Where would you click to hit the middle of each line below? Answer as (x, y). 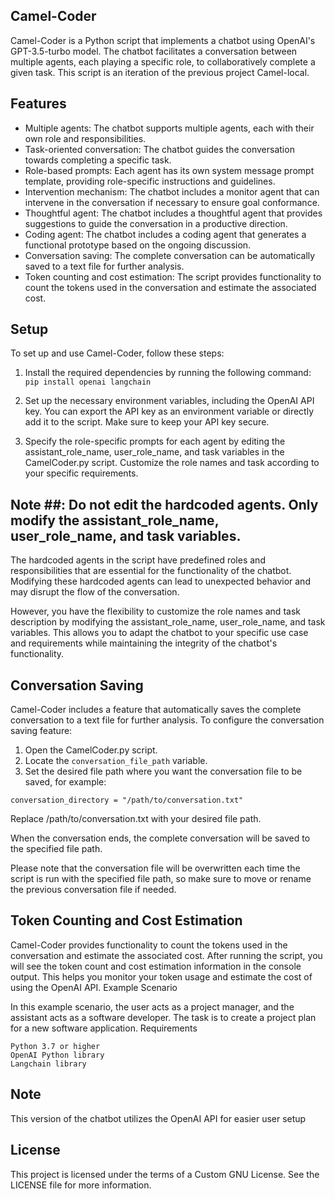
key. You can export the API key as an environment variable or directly (169, 411)
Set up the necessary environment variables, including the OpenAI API (169, 401)
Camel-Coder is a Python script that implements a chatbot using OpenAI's (163, 40)
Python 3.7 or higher (55, 1046)
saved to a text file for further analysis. (104, 266)
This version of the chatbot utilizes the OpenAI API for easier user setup (158, 1118)
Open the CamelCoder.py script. (91, 750)
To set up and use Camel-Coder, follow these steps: (117, 353)
